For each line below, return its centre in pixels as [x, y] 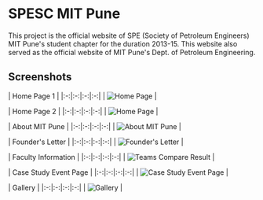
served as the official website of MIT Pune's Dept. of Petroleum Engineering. [132, 52]
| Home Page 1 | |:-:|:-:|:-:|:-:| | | [82, 96]
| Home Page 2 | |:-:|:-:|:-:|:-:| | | [83, 111]
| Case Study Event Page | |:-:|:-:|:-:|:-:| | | [119, 172]
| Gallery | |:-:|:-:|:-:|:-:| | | [66, 187]
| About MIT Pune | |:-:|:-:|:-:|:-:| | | [95, 126]
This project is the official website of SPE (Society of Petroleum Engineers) [129, 35]
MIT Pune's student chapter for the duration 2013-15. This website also [123, 43]
